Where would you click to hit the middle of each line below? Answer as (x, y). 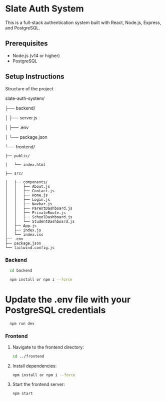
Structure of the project (29, 88)
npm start (23, 394)
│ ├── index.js (23, 230)
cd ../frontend (28, 356)
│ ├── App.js (21, 226)
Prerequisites (26, 44)
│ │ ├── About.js (28, 186)
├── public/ (17, 156)
